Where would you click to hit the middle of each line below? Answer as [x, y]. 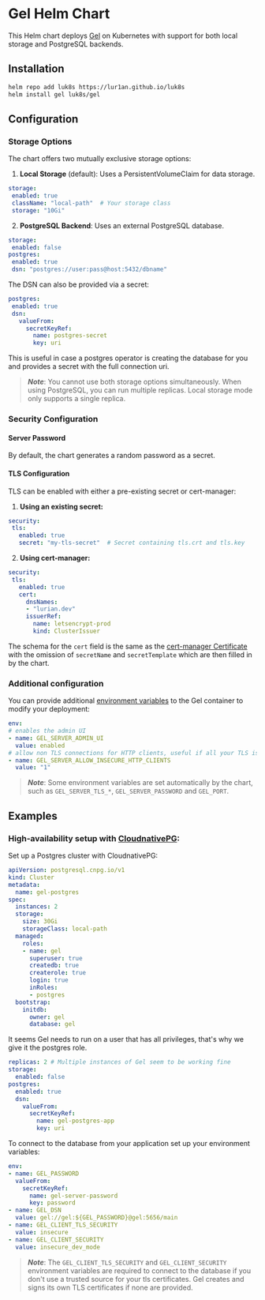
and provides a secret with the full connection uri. [89, 366]
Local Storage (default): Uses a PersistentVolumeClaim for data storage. [137, 174]
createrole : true [58, 973]
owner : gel [47, 1017]
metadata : [24, 885]
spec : [17, 900]
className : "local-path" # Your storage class [91, 203]
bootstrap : [33, 1002]
